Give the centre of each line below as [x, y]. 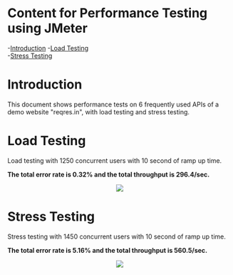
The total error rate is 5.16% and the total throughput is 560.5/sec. [108, 250]
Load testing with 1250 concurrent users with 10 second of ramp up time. [115, 160]
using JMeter [47, 28]
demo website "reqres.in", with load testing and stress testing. [99, 111]
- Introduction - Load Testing [48, 48]
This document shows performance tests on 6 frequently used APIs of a [113, 104]
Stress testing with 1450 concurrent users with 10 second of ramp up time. [117, 236]
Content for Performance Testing [108, 13]
